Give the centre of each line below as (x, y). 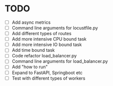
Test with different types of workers (49, 78)
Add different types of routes (42, 34)
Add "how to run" (30, 67)
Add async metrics (31, 22)
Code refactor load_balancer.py (44, 56)
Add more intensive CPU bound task (49, 39)
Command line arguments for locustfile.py (55, 28)
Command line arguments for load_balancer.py (60, 61)
